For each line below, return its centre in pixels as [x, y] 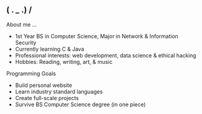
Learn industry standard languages [59, 91]
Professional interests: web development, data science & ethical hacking [106, 55]
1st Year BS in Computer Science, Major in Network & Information [97, 36]
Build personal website [44, 85]
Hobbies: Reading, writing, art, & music [64, 62]
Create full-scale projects [47, 98]
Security [25, 42]
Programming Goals [31, 73]
